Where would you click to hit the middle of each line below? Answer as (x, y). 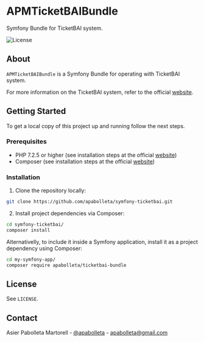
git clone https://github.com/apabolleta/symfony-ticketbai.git (90, 202)
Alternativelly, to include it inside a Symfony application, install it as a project (102, 241)
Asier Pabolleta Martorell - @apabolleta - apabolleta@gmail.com (87, 333)
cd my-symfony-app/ (31, 259)
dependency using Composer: (44, 248)
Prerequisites (26, 141)
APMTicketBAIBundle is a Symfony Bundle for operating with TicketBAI (93, 74)
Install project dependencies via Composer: (70, 213)
